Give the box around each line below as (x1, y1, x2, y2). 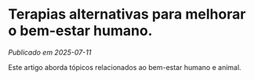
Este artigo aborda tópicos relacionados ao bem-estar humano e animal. (8, 62, 241, 71)
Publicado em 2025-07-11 (8, 47, 92, 57)
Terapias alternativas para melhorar (8, 5, 246, 23)
